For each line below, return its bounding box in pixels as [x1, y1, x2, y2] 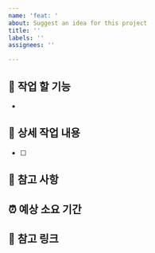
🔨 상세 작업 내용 [8, 127, 81, 140]
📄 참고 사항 [8, 173, 60, 187]
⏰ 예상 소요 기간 [8, 202, 82, 216]
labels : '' [8, 33, 45, 42]
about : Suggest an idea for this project [8, 19, 148, 27]
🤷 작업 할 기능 [8, 80, 72, 93]
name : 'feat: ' [8, 11, 59, 20]
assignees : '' [8, 41, 56, 49]
